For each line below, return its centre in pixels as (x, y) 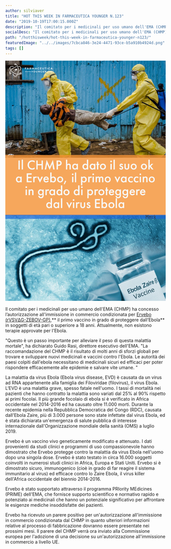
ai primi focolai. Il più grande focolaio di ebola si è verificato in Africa (77, 399)
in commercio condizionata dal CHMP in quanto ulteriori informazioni (78, 521)
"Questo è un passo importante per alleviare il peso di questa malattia (78, 341)
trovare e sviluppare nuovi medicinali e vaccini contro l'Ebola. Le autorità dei (85, 357)
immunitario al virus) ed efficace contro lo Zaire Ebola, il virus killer (75, 474)
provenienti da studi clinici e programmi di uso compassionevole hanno (80, 447)
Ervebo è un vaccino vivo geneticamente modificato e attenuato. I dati (79, 441)
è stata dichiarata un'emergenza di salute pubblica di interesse (71, 421)
